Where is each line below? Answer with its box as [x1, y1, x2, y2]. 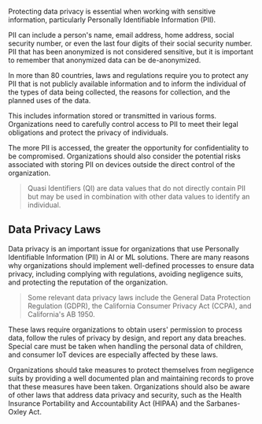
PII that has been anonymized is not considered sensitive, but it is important [8, 47, 254, 56]
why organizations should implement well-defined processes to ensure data [8, 260, 254, 270]
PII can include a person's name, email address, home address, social [8, 31, 234, 39]
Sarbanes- [205, 398, 241, 408]
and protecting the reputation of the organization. [8, 277, 168, 287]
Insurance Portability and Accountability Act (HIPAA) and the [8, 398, 205, 408]
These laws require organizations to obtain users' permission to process [8, 325, 242, 334]
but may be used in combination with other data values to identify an [27, 192, 250, 201]
